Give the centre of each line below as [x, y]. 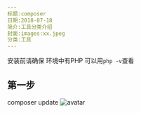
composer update [33, 102]
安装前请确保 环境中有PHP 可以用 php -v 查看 [71, 61]
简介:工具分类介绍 [30, 27]
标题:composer [27, 14]
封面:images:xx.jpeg [36, 33]
